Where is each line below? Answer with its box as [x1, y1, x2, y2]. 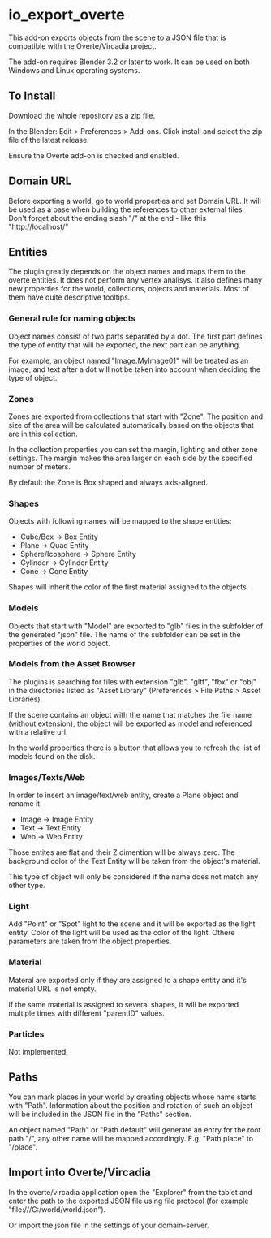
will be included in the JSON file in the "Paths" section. [8, 1109, 192, 1119]
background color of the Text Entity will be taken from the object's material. [8, 856, 261, 866]
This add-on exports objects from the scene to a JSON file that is [8, 32, 226, 42]
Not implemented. [8, 1047, 69, 1057]
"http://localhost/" [8, 222, 69, 231]
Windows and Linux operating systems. [8, 65, 140, 75]
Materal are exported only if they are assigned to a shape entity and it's [8, 975, 247, 985]
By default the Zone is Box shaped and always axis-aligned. [8, 477, 209, 487]
